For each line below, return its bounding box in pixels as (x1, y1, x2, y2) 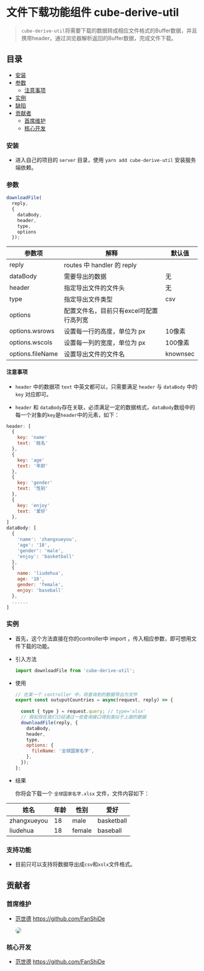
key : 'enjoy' (17, 502, 50, 508)
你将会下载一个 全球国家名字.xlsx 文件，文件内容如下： (15, 790, 150, 797)
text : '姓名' (17, 440, 49, 446)
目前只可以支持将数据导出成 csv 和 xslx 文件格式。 (15, 861, 135, 868)
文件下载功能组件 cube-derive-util (6, 5, 179, 19)
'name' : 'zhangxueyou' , (17, 536, 78, 542)
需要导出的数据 (63, 272, 107, 281)
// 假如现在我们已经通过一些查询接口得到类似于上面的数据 (21, 714, 147, 720)
